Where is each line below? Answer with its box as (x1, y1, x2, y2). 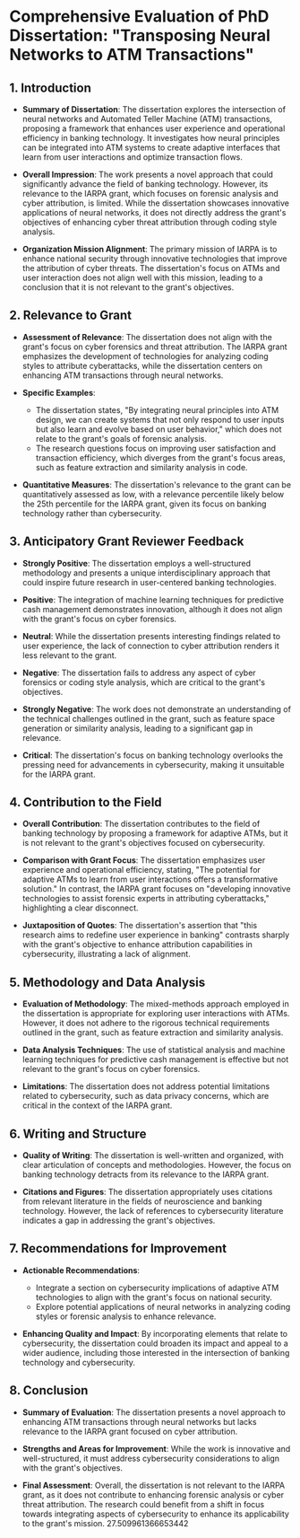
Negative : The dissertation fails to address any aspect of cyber (21, 667, 257, 678)
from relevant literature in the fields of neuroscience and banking (21, 1196, 262, 1207)
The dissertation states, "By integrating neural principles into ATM (35, 404, 279, 415)
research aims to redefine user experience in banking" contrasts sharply (21, 929, 290, 940)
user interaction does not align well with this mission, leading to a (21, 272, 263, 283)
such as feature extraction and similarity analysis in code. (35, 461, 248, 472)
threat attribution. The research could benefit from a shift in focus (21, 1498, 265, 1509)
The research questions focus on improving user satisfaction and (35, 443, 276, 453)
